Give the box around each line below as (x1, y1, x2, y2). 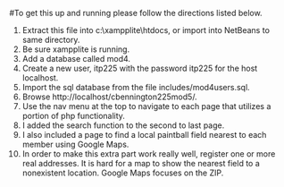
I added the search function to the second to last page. (21, 120, 225, 131)
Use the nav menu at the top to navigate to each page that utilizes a (21, 101, 271, 111)
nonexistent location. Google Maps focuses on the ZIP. (21, 167, 224, 178)
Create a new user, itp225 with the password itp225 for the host (21, 63, 258, 73)
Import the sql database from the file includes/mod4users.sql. (21, 82, 250, 92)
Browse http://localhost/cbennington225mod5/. (21, 91, 198, 102)
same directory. (21, 35, 80, 45)
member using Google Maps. (21, 139, 129, 149)
